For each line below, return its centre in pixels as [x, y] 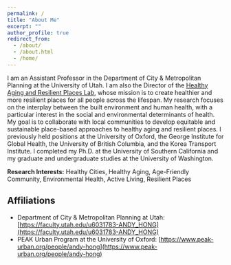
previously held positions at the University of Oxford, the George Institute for [115, 136]
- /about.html [33, 52]
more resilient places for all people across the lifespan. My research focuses [115, 100]
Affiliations [31, 201]
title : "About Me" [33, 20]
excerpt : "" [24, 26]
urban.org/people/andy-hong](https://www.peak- [87, 246]
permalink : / [26, 13]
